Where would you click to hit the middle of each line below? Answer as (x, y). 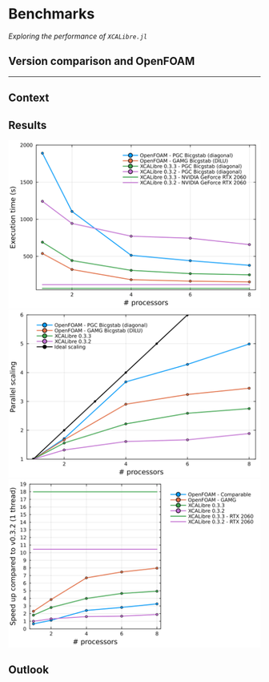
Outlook (29, 670)
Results (28, 125)
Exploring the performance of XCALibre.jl (78, 36)
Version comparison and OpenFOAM (102, 61)
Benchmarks (52, 14)
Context (29, 98)
